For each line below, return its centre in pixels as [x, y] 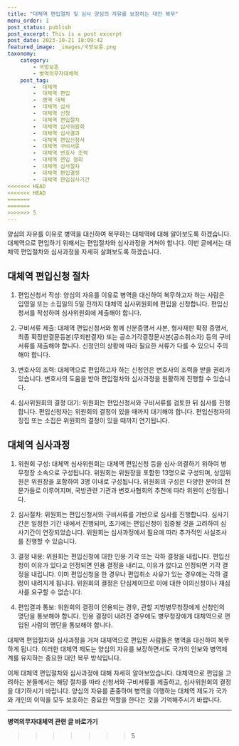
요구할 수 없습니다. [57, 591]
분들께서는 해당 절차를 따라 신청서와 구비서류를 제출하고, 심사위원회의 [122, 682]
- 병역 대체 [49, 100]
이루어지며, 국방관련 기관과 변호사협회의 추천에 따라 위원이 [123, 490]
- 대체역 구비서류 [57, 147]
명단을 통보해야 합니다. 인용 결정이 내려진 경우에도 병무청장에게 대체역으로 [120, 616]
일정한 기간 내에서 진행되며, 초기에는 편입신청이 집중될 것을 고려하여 [125, 523]
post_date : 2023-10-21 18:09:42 [55, 41]
